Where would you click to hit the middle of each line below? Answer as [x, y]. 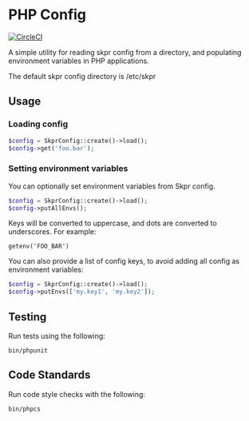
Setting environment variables [68, 169]
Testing [28, 317]
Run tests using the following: [57, 336]
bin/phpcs [25, 409]
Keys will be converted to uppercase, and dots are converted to [113, 223]
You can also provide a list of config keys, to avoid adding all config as [124, 261]
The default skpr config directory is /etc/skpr [82, 76]
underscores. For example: [52, 232]
